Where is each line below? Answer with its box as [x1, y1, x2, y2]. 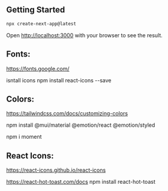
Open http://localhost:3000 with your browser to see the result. [6, 31, 163, 38]
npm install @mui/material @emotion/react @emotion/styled [6, 121, 155, 129]
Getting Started [6, 5, 65, 15]
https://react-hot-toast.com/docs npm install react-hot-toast [6, 178, 156, 186]
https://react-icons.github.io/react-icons [6, 166, 106, 174]
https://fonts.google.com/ [6, 65, 70, 72]
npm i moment [6, 133, 42, 141]
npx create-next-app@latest [6, 20, 77, 26]
